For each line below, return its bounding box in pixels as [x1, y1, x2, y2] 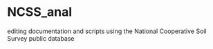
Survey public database [7, 34, 75, 42]
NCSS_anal [7, 4, 73, 20]
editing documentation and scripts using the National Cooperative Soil [7, 27, 207, 35]
